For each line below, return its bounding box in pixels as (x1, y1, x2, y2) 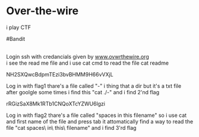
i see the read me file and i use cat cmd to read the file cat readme (6, 59, 169, 66)
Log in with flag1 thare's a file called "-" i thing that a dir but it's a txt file (6, 82, 182, 90)
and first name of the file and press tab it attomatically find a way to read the (6, 117, 194, 125)
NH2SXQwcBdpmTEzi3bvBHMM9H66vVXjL (6, 71, 114, 78)
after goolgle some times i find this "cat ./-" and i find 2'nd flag (6, 88, 160, 95)
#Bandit (6, 35, 26, 42)
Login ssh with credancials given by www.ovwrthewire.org (6, 53, 150, 60)
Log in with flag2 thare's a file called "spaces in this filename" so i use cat (6, 111, 187, 119)
